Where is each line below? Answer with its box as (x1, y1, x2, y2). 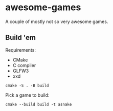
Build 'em (5, 33, 36, 42)
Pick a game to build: (5, 92, 50, 98)
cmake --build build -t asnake (5, 102, 72, 107)
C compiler (12, 62, 36, 68)
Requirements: (5, 47, 36, 53)
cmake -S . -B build (5, 83, 50, 88)
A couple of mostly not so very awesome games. (5, 18, 108, 25)
